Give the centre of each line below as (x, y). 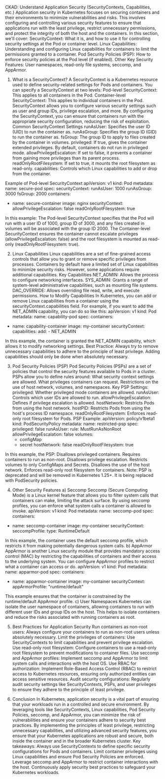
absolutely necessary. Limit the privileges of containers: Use (74, 637)
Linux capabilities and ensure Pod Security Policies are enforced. (78, 757)
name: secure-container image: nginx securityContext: (68, 203)
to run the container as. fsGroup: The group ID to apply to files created (84, 137)
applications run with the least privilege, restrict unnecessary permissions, (81, 28)
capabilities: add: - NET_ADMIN (44, 331)
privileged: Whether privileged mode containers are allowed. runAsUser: (85, 392)
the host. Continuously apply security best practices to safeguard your (84, 767)
